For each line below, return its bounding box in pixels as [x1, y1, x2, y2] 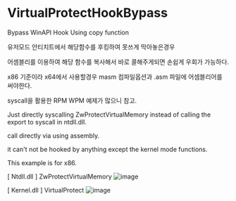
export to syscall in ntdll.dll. [7, 117, 87, 126]
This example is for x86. [7, 158, 77, 167]
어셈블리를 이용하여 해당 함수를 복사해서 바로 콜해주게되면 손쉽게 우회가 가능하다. [7, 58, 230, 66]
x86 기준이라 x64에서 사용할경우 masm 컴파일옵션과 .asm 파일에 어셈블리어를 [7, 72, 223, 81]
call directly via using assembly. [7, 131, 100, 140]
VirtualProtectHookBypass [7, 5, 168, 21]
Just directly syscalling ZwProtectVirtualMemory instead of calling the [7, 110, 211, 119]
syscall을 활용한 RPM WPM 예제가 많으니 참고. [7, 96, 137, 105]
